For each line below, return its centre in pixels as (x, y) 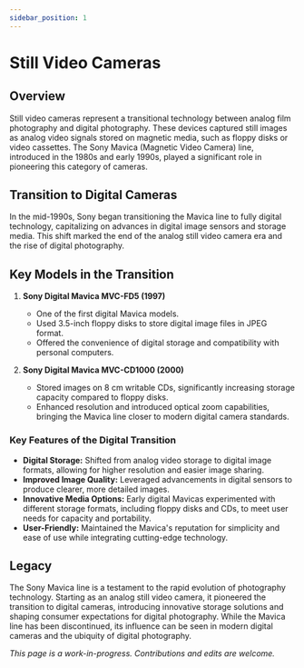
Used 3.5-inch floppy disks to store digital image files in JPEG (152, 324)
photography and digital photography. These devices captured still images (148, 127)
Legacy (31, 566)
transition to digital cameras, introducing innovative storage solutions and (147, 607)
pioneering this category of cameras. (78, 166)
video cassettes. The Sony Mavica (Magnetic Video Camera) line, (132, 147)
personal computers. (75, 353)
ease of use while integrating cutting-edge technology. (125, 537)
